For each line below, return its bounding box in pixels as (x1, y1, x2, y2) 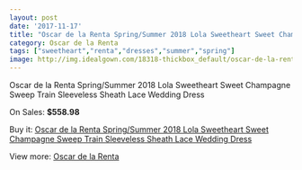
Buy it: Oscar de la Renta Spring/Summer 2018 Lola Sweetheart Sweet (9, 124, 270, 135)
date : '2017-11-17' (9, 22, 83, 31)
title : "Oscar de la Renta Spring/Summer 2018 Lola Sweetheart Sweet (9, 30, 276, 39)
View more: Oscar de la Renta (9, 151, 120, 162)
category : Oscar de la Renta (9, 38, 119, 48)
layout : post (9, 13, 58, 22)
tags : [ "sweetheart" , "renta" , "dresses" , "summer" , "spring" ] (9, 47, 235, 56)
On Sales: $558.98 (9, 107, 80, 117)
